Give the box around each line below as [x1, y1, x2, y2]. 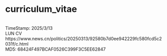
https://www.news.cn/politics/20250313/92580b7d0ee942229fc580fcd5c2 [5, 36, 162, 42]
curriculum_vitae [5, 3, 77, 15]
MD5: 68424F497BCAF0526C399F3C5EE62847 [5, 46, 106, 52]
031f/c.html [5, 41, 29, 47]
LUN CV [5, 30, 22, 36]
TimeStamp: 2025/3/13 [5, 25, 53, 31]
